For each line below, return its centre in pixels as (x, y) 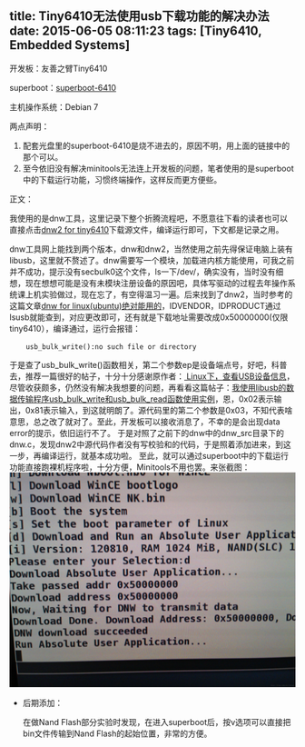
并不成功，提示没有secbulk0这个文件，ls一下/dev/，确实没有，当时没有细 (147, 272)
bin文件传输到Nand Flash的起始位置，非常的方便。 (117, 733)
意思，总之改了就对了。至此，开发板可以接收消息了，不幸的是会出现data (145, 422)
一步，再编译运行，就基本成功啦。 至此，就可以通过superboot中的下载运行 (149, 455)
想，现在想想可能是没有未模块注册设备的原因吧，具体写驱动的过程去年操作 (148, 283)
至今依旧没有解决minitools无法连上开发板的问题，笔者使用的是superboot (158, 168)
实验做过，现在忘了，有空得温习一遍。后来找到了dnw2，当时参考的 (167, 294)
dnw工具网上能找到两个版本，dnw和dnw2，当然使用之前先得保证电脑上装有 (151, 249)
